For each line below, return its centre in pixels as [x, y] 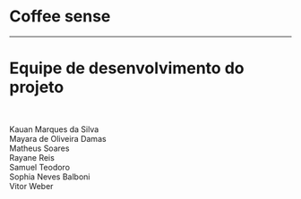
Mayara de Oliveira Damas [58, 138]
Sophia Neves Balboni [50, 177]
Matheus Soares [39, 148]
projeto [37, 87]
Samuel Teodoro [39, 167]
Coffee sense [60, 17]
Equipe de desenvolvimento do [127, 68]
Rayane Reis [32, 157]
